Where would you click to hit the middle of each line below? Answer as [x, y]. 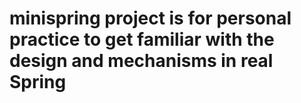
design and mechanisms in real [141, 61]
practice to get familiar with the [142, 39]
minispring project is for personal [150, 18]
